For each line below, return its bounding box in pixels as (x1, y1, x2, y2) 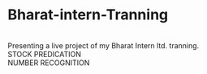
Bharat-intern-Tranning (7, 6, 168, 24)
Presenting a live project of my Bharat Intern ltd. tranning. (7, 40, 200, 50)
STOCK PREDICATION (7, 49, 82, 59)
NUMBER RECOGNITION (7, 58, 90, 68)
